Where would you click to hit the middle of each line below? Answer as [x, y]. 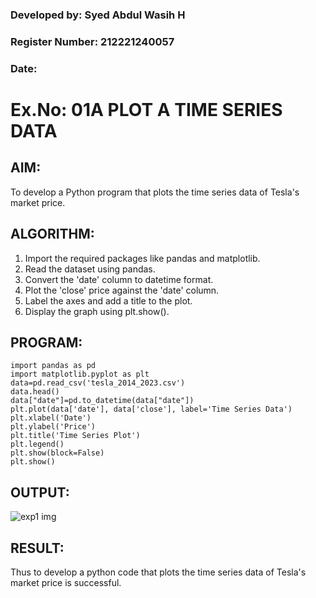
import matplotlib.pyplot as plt [80, 374]
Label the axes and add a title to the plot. [108, 300]
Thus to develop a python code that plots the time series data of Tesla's [158, 572]
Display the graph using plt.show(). [97, 311]
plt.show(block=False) [57, 453]
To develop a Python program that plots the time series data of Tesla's [155, 192]
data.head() [35, 392]
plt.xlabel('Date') [51, 418]
